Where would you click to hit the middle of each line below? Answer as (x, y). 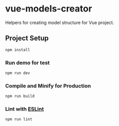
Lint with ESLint (25, 109)
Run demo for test (28, 62)
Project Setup (27, 38)
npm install (18, 50)
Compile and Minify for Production (48, 85)
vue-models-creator (49, 9)
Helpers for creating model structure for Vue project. (60, 22)
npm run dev (18, 73)
